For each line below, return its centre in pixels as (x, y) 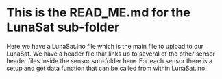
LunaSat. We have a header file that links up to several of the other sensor (111, 54)
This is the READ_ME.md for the (99, 13)
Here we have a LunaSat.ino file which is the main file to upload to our (105, 46)
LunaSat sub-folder (63, 27)
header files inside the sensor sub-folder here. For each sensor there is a (110, 60)
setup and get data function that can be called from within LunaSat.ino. (107, 68)
